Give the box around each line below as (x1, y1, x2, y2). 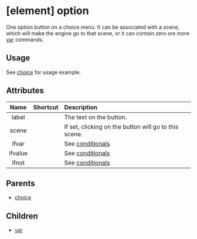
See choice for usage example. (6, 69, 81, 76)
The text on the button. (64, 113, 127, 121)
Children (6, 211, 38, 221)
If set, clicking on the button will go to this (64, 122, 179, 130)
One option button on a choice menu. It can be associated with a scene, (6, 23, 180, 31)
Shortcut (33, 103, 59, 111)
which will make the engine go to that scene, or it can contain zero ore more (6, 29, 190, 36)
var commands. (6, 36, 44, 43)
